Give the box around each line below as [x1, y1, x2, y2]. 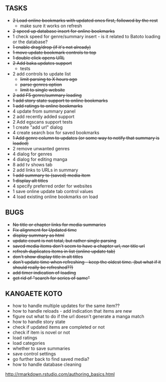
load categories [12, 340, 45, 346]
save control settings [12, 351, 56, 357]
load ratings [12, 335, 38, 341]
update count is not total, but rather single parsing [12, 237, 117, 243]
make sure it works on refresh [20, 23, 82, 29]
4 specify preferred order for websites [12, 183, 92, 189]
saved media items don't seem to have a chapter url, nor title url [12, 243, 145, 249]
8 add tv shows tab [12, 161, 53, 167]
